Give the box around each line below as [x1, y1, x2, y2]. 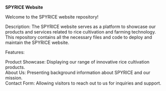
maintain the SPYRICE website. [5, 39, 69, 45]
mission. [5, 75, 23, 80]
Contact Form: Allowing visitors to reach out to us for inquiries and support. [5, 80, 161, 86]
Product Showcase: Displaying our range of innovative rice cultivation [5, 59, 150, 64]
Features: [5, 49, 25, 55]
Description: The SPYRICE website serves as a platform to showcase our [5, 23, 156, 29]
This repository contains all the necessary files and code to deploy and [5, 34, 152, 40]
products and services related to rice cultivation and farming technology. [5, 29, 156, 34]
